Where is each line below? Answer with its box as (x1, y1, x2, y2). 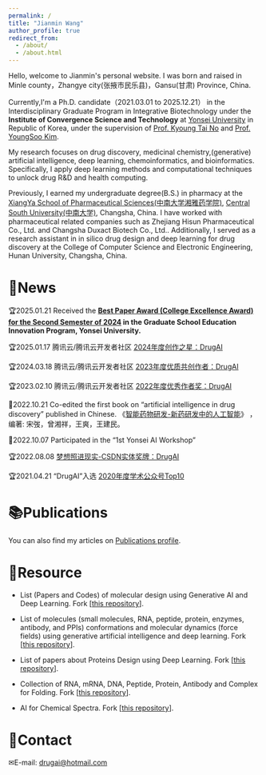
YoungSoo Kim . (8, 132, 59, 141)
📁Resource (8, 564, 82, 582)
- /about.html (15, 49, 62, 57)
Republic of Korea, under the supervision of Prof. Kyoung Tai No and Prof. (8, 123, 251, 133)
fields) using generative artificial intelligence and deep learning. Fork (19, 631, 246, 641)
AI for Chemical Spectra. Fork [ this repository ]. (19, 703, 174, 713)
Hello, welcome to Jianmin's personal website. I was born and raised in (8, 71, 242, 80)
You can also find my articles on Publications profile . (8, 535, 181, 545)
